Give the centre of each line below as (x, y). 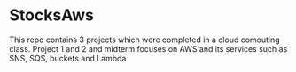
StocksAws (52, 15)
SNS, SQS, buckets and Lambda (68, 58)
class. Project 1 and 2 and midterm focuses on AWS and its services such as (148, 48)
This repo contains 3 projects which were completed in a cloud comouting (145, 40)
